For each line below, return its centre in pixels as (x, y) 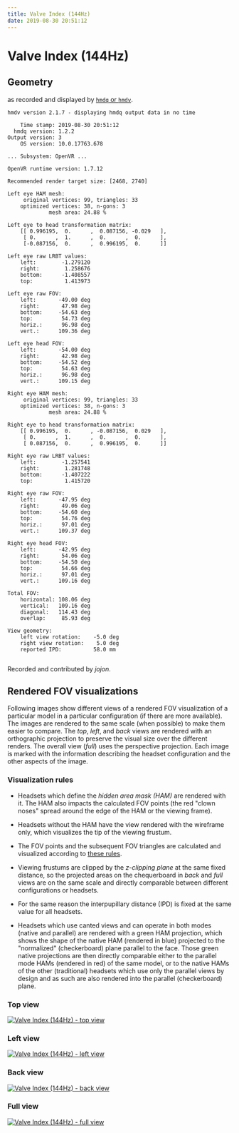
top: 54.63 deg (55, 368)
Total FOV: (23, 593)
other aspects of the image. (48, 761)
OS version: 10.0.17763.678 (62, 143)
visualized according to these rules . (70, 853)
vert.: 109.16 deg (55, 581)
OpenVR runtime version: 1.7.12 (55, 168)
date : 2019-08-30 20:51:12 (47, 21)
